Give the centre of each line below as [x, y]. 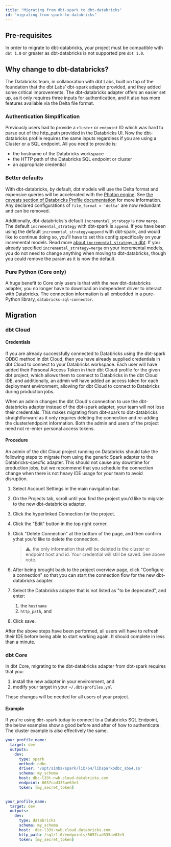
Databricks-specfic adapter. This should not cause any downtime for [77, 462]
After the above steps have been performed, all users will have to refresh [82, 631]
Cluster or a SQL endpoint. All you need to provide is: [61, 144]
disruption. [17, 479]
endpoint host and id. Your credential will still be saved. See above [95, 554]
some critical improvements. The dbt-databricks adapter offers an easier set [86, 92]
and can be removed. [28, 210]
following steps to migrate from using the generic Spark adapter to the [79, 457]
